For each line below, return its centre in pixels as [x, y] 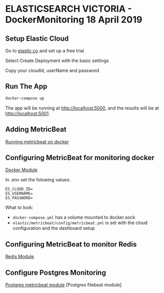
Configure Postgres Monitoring [56, 272]
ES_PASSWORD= [19, 198]
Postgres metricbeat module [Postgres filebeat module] [63, 285]
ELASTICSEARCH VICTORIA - [69, 9]
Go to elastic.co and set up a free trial [45, 51]
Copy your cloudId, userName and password [52, 70]
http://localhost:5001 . [28, 113]
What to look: [19, 207]
